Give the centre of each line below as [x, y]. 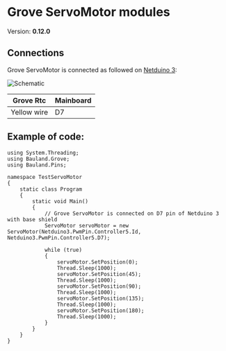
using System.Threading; [43, 153]
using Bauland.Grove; [39, 159]
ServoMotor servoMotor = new [87, 225]
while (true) [63, 250]
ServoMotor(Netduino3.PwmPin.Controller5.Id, [74, 232]
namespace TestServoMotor [45, 177]
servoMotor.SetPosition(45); [99, 274]
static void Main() [60, 201]
